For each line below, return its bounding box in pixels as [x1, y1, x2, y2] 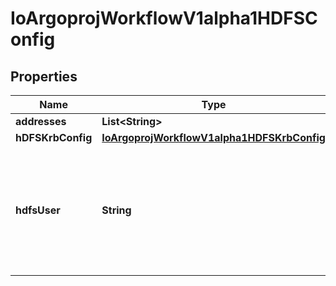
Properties [10, 68, 78, 85]
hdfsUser [15, 203, 61, 217]
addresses [15, 115, 67, 128]
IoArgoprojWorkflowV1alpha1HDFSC [10, 7, 318, 30]
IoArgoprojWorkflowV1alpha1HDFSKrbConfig [101, 131, 326, 144]
